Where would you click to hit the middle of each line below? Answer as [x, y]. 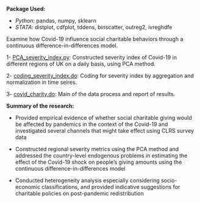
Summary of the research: [40, 106]
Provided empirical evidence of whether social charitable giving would [103, 118]
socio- [169, 180]
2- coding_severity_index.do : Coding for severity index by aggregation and [100, 76]
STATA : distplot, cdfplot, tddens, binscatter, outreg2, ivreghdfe [94, 27]
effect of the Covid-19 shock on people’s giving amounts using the [98, 162]
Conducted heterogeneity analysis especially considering [87, 180]
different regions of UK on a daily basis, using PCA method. [81, 64]
